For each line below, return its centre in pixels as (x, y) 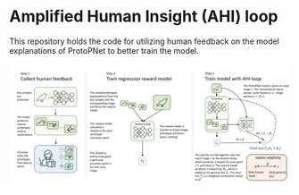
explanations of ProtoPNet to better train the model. (104, 50)
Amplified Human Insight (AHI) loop (144, 17)
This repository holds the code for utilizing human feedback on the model (144, 41)
